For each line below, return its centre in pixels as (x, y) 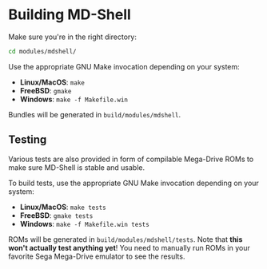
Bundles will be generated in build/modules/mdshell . (95, 114)
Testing (28, 140)
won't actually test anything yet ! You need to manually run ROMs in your (129, 247)
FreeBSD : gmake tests (56, 215)
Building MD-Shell (70, 15)
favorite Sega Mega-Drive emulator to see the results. (97, 256)
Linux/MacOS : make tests (63, 207)
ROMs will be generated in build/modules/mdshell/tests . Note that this (126, 239)
